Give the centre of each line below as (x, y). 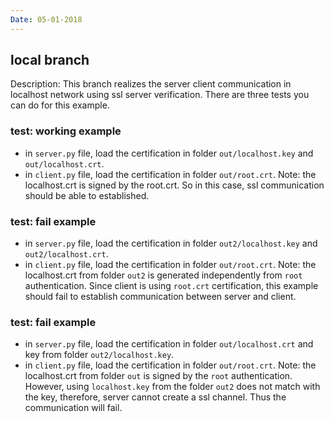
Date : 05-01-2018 (46, 19)
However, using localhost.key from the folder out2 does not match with (172, 387)
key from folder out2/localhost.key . (99, 355)
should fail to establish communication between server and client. (160, 297)
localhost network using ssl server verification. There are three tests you (160, 95)
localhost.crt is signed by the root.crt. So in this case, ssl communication (174, 185)
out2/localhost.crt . (66, 254)
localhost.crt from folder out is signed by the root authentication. (158, 376)
